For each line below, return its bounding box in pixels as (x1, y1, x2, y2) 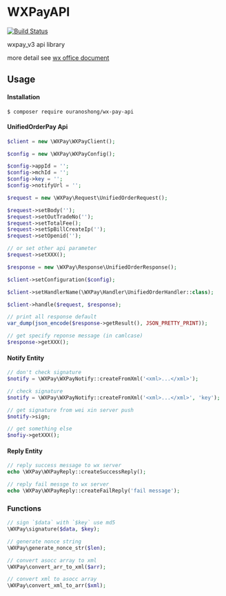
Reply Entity (7, 446, 43, 455)
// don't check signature (7, 369, 81, 376)
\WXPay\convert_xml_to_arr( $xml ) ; (7, 582, 107, 589)
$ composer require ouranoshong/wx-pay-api (7, 108, 134, 115)
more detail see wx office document (7, 53, 110, 62)
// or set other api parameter (7, 245, 97, 252)
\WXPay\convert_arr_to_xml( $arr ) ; (7, 563, 107, 571)
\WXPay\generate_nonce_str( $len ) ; (7, 544, 107, 551)
